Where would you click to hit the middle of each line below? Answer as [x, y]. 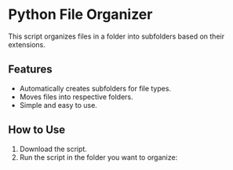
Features [30, 70]
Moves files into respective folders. [76, 97]
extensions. [27, 44]
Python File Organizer [80, 15]
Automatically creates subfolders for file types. [95, 88]
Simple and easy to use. [58, 105]
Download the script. [53, 149]
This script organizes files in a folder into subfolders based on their [116, 36]
